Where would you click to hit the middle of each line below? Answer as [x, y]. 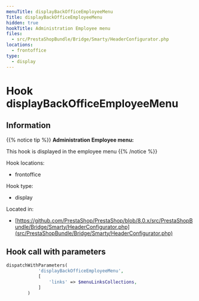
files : [14, 34]
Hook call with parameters [56, 251]
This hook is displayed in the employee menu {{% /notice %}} [82, 151]
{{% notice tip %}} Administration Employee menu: [70, 140]
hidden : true [22, 23]
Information [29, 126]
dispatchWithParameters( [37, 265]
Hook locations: [25, 163]
